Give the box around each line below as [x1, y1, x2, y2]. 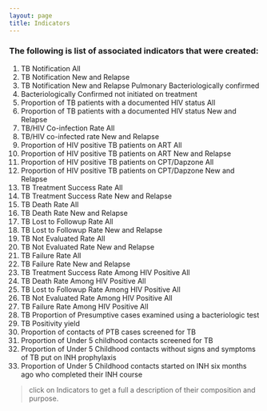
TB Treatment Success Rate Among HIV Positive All [20, 267, 190, 277]
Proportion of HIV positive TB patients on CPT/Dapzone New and [20, 166, 235, 175]
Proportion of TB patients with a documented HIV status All [20, 98, 216, 107]
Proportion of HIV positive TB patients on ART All [20, 140, 182, 150]
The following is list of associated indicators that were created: [9, 46, 259, 57]
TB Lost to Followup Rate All [20, 217, 114, 226]
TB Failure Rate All [20, 250, 82, 260]
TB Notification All [20, 63, 81, 73]
